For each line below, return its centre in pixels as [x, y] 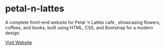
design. [13, 33]
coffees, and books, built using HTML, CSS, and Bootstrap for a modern [79, 27]
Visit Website [19, 42]
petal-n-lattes [35, 9]
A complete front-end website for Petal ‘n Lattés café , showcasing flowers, [83, 22]
